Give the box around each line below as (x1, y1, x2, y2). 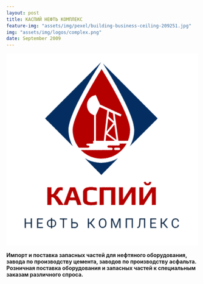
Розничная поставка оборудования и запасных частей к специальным (6, 264, 196, 272)
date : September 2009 (6, 35, 61, 42)
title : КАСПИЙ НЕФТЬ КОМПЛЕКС (6, 16, 83, 23)
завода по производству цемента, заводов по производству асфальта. (6, 258, 197, 265)
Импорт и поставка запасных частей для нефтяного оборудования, (6, 252, 187, 259)
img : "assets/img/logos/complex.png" (6, 29, 102, 35)
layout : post (6, 10, 40, 16)
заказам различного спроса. (6, 271, 84, 279)
